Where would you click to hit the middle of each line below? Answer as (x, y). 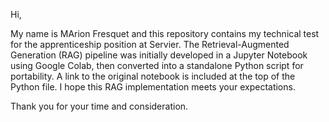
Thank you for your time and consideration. (99, 106)
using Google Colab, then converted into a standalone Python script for (157, 65)
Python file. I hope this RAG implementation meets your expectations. (153, 87)
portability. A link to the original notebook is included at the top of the (153, 76)
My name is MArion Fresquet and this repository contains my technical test (165, 33)
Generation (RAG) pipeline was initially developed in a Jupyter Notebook (159, 55)
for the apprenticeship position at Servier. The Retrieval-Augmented (150, 44)
